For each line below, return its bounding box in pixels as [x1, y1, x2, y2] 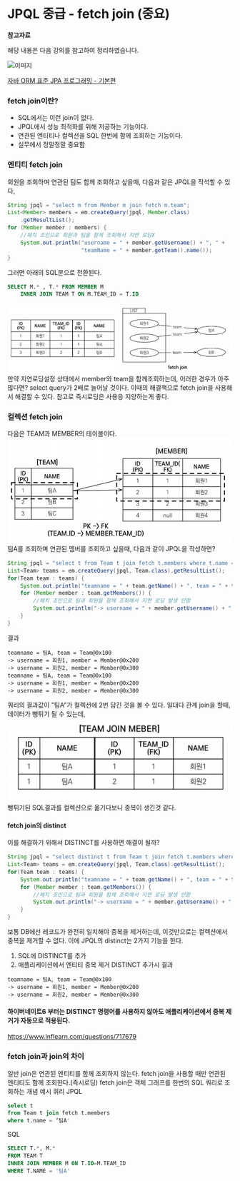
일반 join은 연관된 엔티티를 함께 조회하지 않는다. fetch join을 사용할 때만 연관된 [7, 1069, 226, 1077]
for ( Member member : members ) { [7, 224, 107, 231]
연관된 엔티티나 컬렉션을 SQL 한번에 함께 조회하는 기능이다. [17, 131, 184, 140]
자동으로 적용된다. [20, 1016, 71, 1025]
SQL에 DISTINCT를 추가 [17, 952, 87, 960]
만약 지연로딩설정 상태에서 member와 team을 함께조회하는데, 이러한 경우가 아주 [7, 374, 230, 383]
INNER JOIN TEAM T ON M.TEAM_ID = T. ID [20, 291, 139, 298]
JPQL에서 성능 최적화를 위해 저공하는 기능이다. [17, 122, 149, 131]
